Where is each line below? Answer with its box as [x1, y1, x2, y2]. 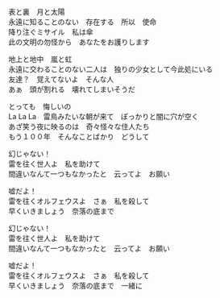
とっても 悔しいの [8, 101, 72, 111]
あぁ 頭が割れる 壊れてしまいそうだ [8, 85, 135, 94]
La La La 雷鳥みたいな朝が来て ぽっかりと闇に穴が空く [8, 112, 199, 121]
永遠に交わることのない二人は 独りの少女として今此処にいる [8, 64, 214, 74]
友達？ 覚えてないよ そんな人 [8, 75, 114, 84]
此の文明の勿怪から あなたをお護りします [8, 37, 150, 47]
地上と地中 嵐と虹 [8, 55, 73, 64]
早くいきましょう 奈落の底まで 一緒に [8, 281, 143, 290]
